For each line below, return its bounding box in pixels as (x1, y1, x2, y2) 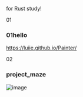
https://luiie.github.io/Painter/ (6, 44, 77, 52)
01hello (6, 31, 28, 39)
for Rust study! (6, 5, 42, 12)
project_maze (6, 71, 46, 79)
